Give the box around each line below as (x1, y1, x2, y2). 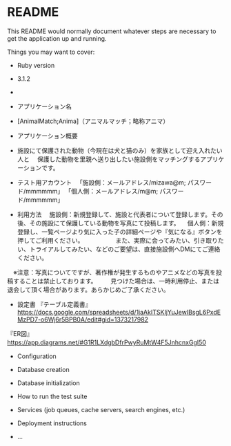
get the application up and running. (7, 34, 107, 42)
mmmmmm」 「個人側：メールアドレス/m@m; (25, 187, 159, 195)
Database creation (17, 365, 70, 373)
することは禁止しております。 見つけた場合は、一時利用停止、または (12, 277, 219, 285)
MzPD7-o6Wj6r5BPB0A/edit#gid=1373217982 (17, 315, 149, 324)
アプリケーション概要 (17, 131, 78, 140)
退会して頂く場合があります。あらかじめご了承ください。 (7, 285, 170, 294)
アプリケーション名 (17, 102, 72, 111)
